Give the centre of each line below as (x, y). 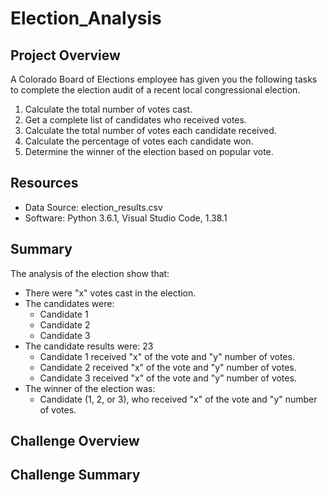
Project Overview (65, 55)
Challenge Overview (75, 441)
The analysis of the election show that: (90, 273)
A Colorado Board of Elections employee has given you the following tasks (164, 79)
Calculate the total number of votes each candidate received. (150, 130)
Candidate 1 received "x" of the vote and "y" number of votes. (167, 356)
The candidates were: (69, 303)
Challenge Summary (75, 475)
